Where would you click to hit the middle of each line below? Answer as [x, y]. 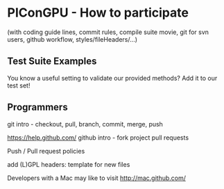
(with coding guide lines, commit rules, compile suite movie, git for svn [108, 32]
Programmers [37, 107]
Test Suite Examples [52, 61]
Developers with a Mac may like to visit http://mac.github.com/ [96, 178]
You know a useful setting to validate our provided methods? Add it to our [112, 78]
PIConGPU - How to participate [98, 13]
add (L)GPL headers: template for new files [69, 164]
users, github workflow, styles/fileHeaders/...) [72, 39]
